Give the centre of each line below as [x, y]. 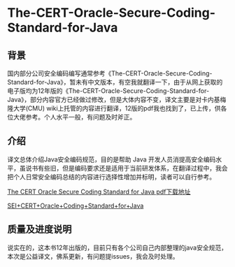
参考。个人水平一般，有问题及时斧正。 [81, 117]
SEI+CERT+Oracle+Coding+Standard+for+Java [76, 205]
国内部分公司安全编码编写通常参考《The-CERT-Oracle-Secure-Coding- [110, 73]
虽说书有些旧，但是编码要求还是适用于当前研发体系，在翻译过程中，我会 [123, 168]
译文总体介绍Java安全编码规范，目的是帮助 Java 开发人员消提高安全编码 [112, 159]
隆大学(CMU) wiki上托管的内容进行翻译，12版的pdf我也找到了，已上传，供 [114, 108]
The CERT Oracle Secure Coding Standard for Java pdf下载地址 [99, 192]
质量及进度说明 [40, 230]
